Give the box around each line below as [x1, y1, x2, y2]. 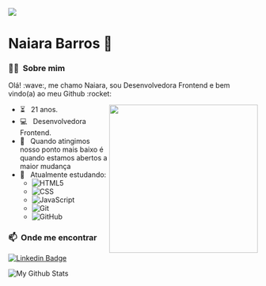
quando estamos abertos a [19, 153, 108, 163]
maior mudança [19, 162, 71, 171]
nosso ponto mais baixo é [19, 145, 104, 154]
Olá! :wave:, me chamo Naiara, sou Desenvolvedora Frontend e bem [8, 81, 230, 90]
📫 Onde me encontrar [8, 232, 97, 243]
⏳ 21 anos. [19, 105, 58, 115]
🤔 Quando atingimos [19, 137, 90, 146]
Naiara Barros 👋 [8, 35, 113, 53]
